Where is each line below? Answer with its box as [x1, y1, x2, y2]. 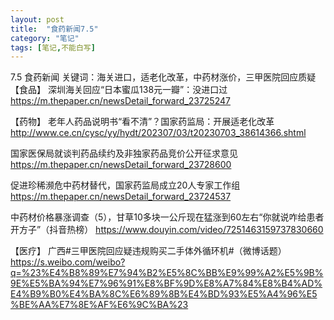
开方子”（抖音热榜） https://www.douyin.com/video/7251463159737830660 [10, 224, 324, 236]
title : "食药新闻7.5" [10, 24, 99, 34]
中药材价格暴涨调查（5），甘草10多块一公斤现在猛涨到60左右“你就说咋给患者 [10, 211, 325, 223]
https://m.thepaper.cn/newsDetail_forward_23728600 [10, 159, 232, 171]
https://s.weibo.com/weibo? [10, 256, 126, 268]
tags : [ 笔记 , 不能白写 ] [10, 42, 96, 53]
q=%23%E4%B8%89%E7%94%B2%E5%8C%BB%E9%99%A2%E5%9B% [10, 267, 324, 279]
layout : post [10, 14, 65, 25]
